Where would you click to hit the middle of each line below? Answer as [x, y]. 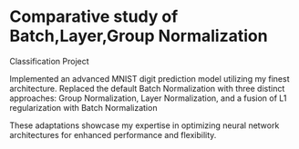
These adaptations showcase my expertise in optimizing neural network [144, 125]
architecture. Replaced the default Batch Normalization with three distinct [147, 88]
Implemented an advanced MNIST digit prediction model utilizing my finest [149, 78]
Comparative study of [94, 17]
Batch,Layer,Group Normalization [139, 36]
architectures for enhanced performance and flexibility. [113, 134]
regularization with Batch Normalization [83, 107]
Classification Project [49, 61]
